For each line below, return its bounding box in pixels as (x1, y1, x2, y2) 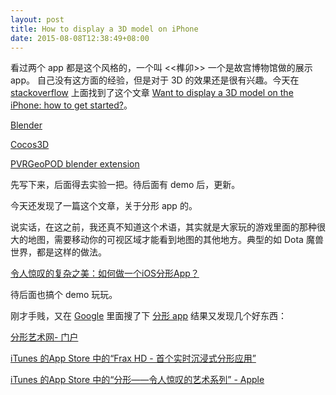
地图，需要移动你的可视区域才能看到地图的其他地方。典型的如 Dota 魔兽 (27, 234, 324, 246)
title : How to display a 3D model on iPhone (10, 24, 199, 34)
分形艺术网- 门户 (10, 331, 79, 343)
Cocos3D (10, 139, 50, 151)
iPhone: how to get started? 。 (10, 99, 133, 111)
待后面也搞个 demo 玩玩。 (10, 289, 118, 301)
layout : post (10, 14, 65, 25)
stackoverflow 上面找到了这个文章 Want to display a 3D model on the (10, 87, 294, 99)
